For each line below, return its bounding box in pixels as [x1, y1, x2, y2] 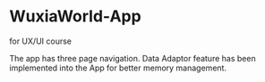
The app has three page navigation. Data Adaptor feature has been [9, 53, 257, 63]
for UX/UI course [9, 36, 72, 46]
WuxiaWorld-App [9, 6, 141, 27]
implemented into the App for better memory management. [9, 62, 227, 73]
